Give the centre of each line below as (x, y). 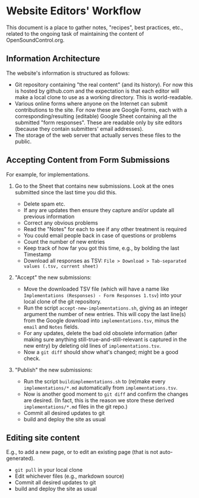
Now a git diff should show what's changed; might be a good (101, 352)
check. (32, 358)
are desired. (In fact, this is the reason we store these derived (99, 400)
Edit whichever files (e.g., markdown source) (70, 476)
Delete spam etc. (44, 204)
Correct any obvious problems (61, 223)
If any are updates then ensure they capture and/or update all (99, 210)
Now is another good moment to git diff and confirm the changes (106, 394)
